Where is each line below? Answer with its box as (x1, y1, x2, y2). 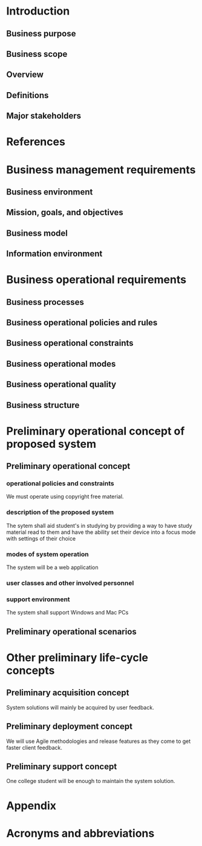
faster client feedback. (6, 744, 62, 751)
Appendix (6, 799, 56, 813)
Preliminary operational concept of (6, 424, 185, 438)
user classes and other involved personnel (6, 579, 134, 587)
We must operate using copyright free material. (6, 493, 124, 501)
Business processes (6, 297, 85, 307)
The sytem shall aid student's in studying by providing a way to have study (6, 522, 192, 529)
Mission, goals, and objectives (6, 207, 124, 218)
